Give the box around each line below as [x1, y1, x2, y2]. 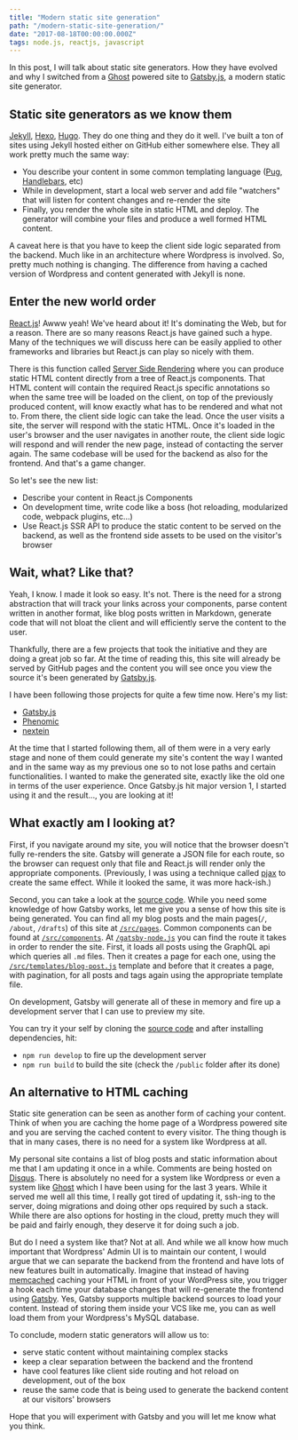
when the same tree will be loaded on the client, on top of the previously [9, 392, 273, 402]
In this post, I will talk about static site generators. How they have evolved [9, 62, 278, 73]
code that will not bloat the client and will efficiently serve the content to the [9, 617, 286, 627]
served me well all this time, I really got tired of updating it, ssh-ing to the [9, 1191, 276, 1202]
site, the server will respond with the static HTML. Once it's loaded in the [9, 419, 275, 431]
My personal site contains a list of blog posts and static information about [9, 1154, 278, 1165]
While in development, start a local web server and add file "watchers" [21, 186, 281, 196]
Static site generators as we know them [9, 107, 232, 122]
